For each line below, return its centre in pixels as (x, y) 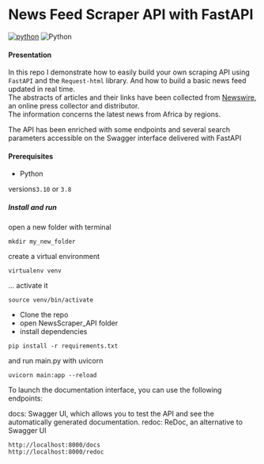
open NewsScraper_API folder (69, 323)
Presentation (30, 55)
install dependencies (53, 332)
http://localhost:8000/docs (55, 445)
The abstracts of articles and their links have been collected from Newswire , (132, 97)
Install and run (33, 207)
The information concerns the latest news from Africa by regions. (115, 114)
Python (31, 174)
